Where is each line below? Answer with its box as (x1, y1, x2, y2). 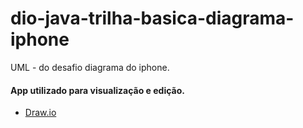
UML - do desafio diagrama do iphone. (10, 61, 170, 73)
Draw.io (24, 107, 57, 119)
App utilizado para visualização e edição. (10, 84, 185, 96)
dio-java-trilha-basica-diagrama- (10, 7, 295, 30)
